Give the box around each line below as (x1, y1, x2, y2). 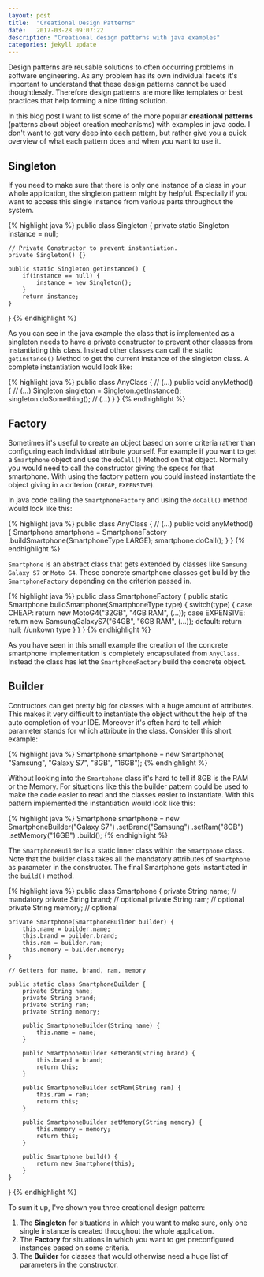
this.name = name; (36, 1029, 97, 1036)
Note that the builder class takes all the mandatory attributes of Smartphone (8, 853, 251, 864)
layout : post (8, 11, 51, 20)
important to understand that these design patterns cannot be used (8, 80, 227, 89)
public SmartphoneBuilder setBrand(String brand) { (22, 1049, 195, 1057)
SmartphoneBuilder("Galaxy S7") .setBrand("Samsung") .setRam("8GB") (8, 822, 244, 831)
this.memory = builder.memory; (22, 946, 125, 954)
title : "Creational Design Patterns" (8, 19, 136, 27)
